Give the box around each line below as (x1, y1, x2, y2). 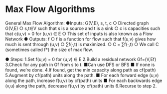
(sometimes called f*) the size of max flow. (5, 46, 93, 52)
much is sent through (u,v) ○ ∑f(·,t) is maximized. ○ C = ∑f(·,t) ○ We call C (5, 41, 159, 47)
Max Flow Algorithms (5, 3, 95, 15)
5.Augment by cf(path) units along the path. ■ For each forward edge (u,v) (5, 72, 159, 78)
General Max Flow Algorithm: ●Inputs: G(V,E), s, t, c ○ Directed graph (5, 20, 149, 26)
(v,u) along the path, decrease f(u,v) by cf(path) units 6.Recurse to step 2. (5, 82, 157, 88)
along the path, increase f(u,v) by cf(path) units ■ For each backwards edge (5, 77, 163, 83)
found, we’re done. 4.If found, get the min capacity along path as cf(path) (5, 66, 156, 73)
